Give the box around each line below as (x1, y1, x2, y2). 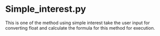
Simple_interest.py (5, 3, 86, 15)
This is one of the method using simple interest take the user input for (5, 20, 150, 26)
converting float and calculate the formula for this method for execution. (5, 25, 155, 31)
